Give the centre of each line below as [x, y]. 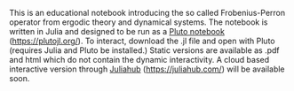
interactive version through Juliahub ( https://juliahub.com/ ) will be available [147, 69]
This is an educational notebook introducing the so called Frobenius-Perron [147, 13]
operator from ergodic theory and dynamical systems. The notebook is [139, 22]
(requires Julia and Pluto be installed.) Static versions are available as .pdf [144, 50]
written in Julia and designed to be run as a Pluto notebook [117, 31]
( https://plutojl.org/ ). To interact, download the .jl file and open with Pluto [142, 41]
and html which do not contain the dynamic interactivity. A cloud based [139, 60]
